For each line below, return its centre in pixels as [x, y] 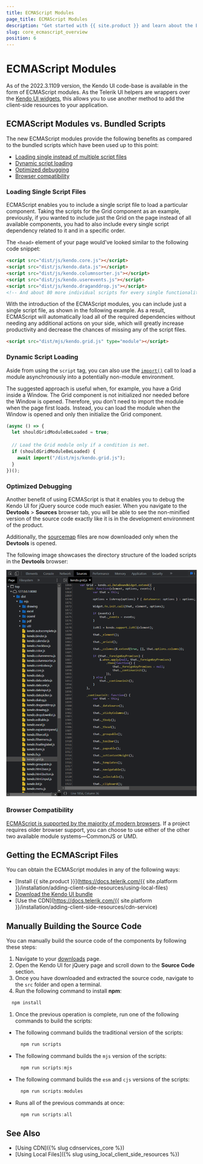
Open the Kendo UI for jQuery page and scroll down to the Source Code [105, 966]
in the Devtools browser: [37, 561]
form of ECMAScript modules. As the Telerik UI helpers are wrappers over [98, 92]
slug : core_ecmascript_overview [47, 32]
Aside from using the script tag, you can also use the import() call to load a [101, 370]
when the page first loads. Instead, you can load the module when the [93, 408]
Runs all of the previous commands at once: [70, 1103]
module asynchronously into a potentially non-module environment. [91, 377]
